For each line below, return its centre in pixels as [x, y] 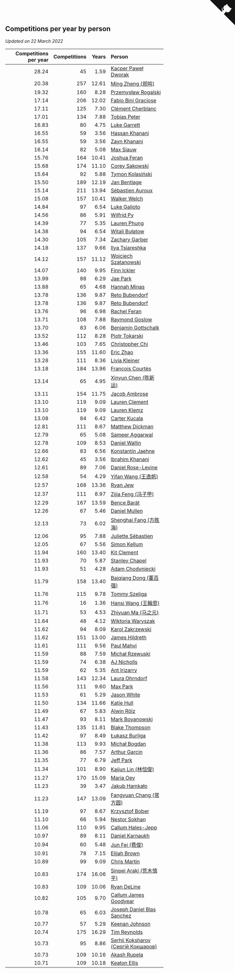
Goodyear [123, 901]
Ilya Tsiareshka [128, 248]
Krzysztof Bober [130, 811]
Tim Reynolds [127, 932]
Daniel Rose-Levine [134, 467]
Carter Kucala [127, 418]
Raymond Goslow [131, 319]
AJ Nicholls [124, 662]
